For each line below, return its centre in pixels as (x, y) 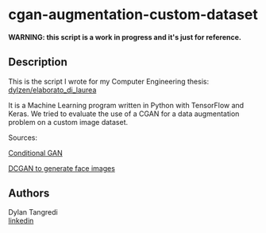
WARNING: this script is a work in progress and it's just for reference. (125, 37)
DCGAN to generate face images (62, 168)
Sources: (23, 138)
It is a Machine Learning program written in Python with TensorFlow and (126, 105)
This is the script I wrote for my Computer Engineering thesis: (108, 81)
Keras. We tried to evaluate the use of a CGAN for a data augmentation (124, 114)
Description (38, 62)
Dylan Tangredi (33, 212)
